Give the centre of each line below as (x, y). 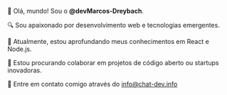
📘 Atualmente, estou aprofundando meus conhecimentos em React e (109, 41)
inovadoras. (25, 70)
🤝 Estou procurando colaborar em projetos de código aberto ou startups (113, 63)
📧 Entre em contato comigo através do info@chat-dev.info (93, 84)
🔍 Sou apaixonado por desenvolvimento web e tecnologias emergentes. (114, 25)
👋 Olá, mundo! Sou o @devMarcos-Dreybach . (76, 11)
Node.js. (20, 49)
